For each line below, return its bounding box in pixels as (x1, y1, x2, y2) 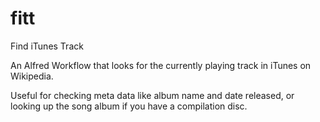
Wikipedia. (10, 70, 54, 82)
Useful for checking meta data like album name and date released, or (10, 89, 295, 101)
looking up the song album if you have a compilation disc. (10, 100, 248, 112)
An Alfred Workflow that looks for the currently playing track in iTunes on (10, 59, 312, 71)
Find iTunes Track (10, 40, 84, 52)
